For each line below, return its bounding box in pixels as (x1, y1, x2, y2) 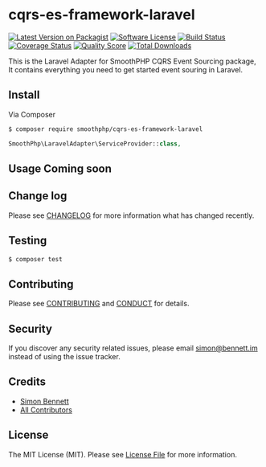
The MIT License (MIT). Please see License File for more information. (8, 449, 237, 459)
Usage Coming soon (8, 162, 113, 175)
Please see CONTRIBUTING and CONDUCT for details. (8, 299, 190, 309)
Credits (8, 375, 47, 389)
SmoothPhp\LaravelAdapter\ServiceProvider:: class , (8, 139, 182, 148)
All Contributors (19, 404, 72, 415)
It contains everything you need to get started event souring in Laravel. (8, 64, 243, 74)
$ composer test (8, 255, 63, 263)
